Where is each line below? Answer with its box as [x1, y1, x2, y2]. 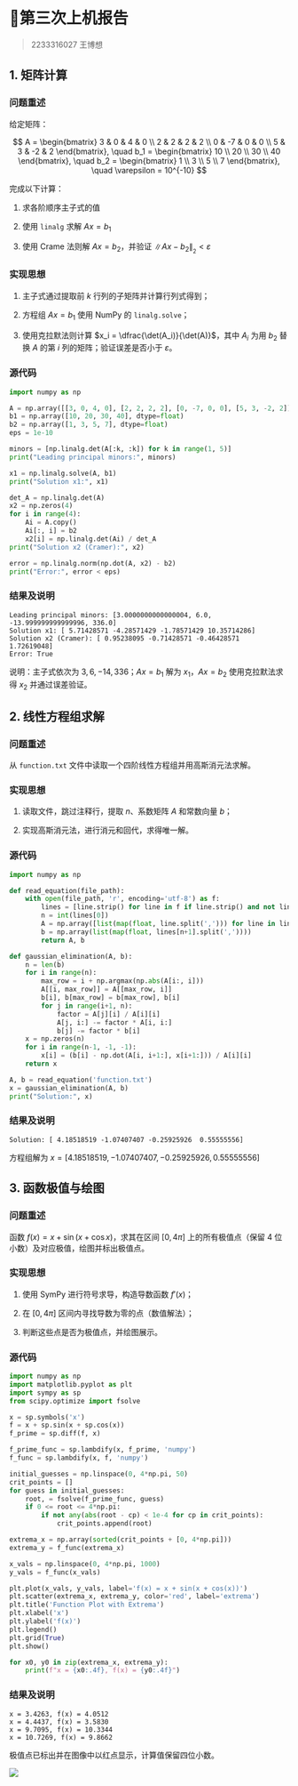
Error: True [9, 649, 53, 658]
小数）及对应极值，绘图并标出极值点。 [9, 1243, 149, 1253]
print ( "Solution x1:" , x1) [9, 477, 109, 486]
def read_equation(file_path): [9, 886, 125, 895]
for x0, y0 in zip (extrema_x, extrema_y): [9, 1658, 169, 1667]
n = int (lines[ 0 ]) [41, 911, 109, 921]
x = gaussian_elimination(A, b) [9, 1083, 129, 1092]
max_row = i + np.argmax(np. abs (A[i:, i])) [41, 977, 204, 986]
